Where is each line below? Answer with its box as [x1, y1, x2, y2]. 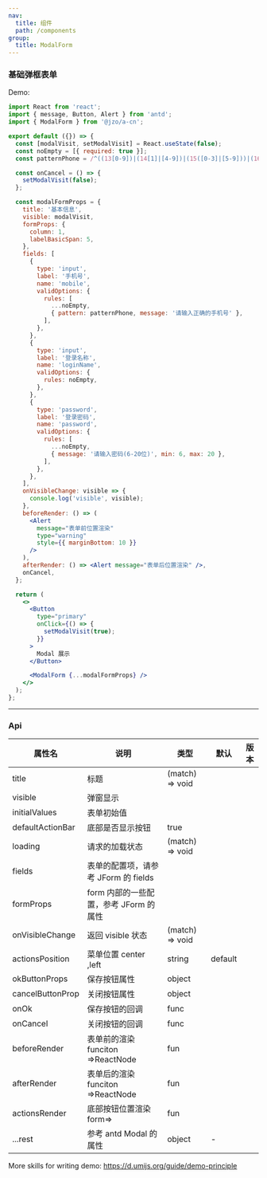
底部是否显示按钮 [87, 823, 151, 834]
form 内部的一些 [87, 887, 147, 898]
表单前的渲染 [87, 1034, 135, 1045]
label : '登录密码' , [37, 413, 97, 421]
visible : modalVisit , [22, 213, 94, 221]
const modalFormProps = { [15, 198, 102, 206]
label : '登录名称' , [37, 354, 97, 362]
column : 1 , [29, 228, 66, 236]
